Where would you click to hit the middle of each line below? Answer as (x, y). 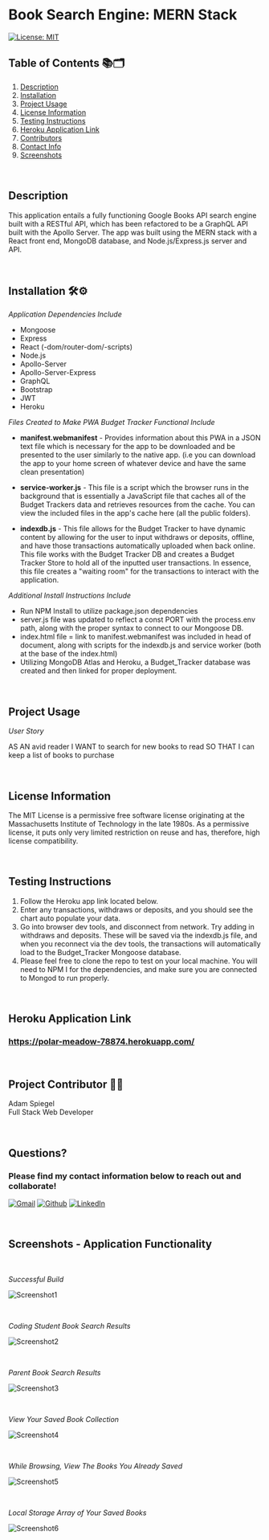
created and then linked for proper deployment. (98, 671)
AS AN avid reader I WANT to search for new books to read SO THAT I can (132, 747)
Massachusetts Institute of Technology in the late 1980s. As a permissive (129, 824)
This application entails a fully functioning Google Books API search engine (132, 215)
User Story (26, 731)
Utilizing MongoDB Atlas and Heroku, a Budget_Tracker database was (135, 662)
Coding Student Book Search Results (69, 1326)
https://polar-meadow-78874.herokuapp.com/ (102, 1042)
